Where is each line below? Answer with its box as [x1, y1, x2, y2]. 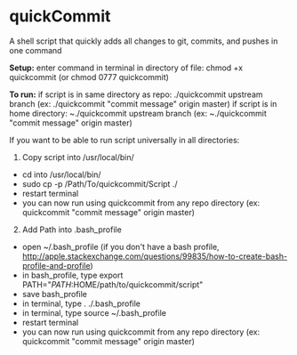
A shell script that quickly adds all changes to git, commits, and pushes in [9, 36, 278, 46]
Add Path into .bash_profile [21, 224, 122, 235]
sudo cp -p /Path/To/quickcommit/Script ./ [21, 178, 178, 189]
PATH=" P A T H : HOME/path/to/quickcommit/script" [21, 278, 204, 290]
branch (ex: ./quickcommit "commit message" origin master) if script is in [9, 98, 277, 109]
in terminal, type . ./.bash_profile [21, 298, 140, 309]
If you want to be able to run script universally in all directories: [9, 134, 240, 145]
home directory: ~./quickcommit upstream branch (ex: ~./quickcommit [9, 108, 267, 118]
